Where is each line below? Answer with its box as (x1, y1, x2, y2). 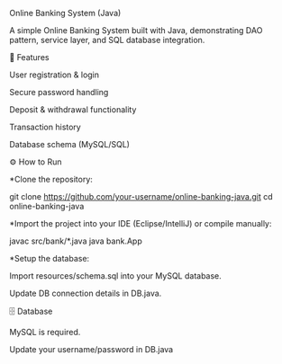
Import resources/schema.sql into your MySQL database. (9, 271, 223, 281)
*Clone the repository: (9, 174, 93, 184)
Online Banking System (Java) (9, 8, 122, 18)
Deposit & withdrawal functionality (9, 104, 137, 115)
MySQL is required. (9, 327, 81, 337)
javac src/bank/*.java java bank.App (9, 235, 142, 246)
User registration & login (9, 69, 100, 80)
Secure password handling (9, 87, 109, 97)
